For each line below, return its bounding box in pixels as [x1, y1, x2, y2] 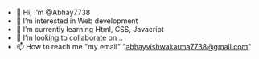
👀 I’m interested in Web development [15, 16, 138, 26]
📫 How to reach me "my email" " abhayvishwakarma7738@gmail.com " [15, 42, 252, 51]
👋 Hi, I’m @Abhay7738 [15, 8, 91, 17]
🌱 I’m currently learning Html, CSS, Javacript [15, 25, 165, 33]
